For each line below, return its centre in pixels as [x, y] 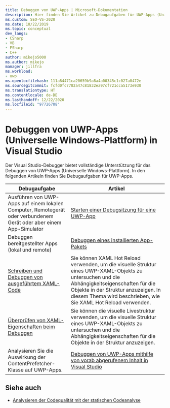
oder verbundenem [31, 216]
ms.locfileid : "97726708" [32, 105]
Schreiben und [25, 271]
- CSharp [14, 39]
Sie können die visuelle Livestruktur [113, 311]
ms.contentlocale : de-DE [31, 95]
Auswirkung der [27, 357]
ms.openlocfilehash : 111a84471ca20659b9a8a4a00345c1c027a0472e [73, 81]
